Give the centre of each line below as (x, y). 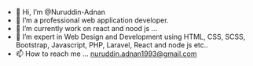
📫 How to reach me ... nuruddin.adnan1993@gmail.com (106, 54)
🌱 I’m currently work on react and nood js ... (86, 28)
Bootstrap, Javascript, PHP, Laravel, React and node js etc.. (112, 45)
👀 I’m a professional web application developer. (92, 20)
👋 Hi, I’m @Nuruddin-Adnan (60, 12)
